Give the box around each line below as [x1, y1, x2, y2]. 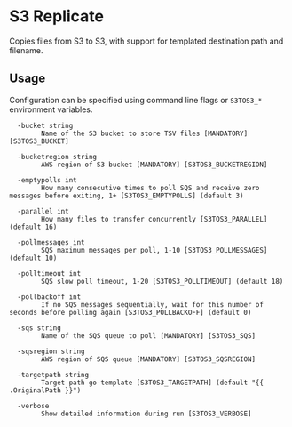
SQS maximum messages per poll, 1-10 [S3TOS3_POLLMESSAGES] [41, 246, 268, 254]
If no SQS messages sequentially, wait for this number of [41, 300, 264, 309]
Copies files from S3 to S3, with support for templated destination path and [9, 36, 284, 46]
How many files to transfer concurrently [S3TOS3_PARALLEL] [41, 214, 268, 223]
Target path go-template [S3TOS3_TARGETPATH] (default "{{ [41, 378, 264, 387]
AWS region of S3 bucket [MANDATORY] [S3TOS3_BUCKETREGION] [41, 160, 268, 169]
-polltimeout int [17, 269, 82, 278]
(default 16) [9, 222, 58, 231]
